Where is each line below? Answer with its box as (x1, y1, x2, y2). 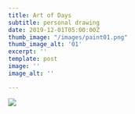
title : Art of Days (8, 11, 72, 20)
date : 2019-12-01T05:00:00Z (8, 26, 100, 34)
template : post (8, 55, 58, 63)
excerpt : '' (8, 48, 47, 55)
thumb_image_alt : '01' (8, 41, 82, 48)
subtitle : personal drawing (8, 19, 100, 27)
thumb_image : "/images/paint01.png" (8, 33, 128, 41)
